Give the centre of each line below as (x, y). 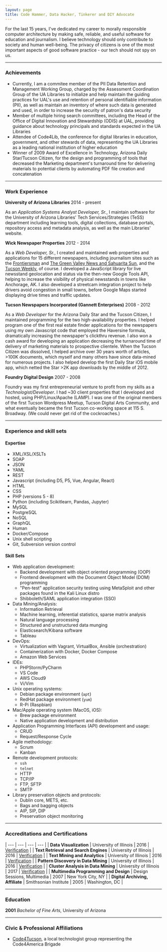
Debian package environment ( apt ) (55, 694)
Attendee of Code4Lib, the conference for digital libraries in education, (85, 137)
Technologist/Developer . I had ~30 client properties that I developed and (80, 392)
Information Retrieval (41, 609)
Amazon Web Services (43, 657)
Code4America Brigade (37, 944)
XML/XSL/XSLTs (29, 454)
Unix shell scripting (32, 539)
